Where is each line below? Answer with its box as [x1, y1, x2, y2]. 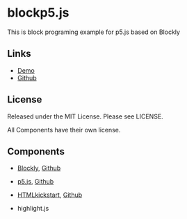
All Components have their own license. [7, 125, 121, 134]
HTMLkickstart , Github [17, 191, 83, 199]
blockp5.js [7, 5, 70, 21]
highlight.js [17, 204, 49, 213]
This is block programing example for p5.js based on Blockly [7, 28, 181, 36]
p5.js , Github [17, 177, 54, 186]
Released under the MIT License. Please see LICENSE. [7, 112, 163, 121]
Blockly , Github [17, 164, 61, 173]
